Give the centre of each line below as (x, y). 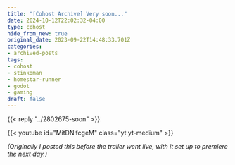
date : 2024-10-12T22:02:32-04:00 (56, 20)
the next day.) (27, 154)
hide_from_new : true (38, 33)
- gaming (20, 92)
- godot (19, 86)
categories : (25, 47)
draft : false (26, 99)
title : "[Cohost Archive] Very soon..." (68, 14)
